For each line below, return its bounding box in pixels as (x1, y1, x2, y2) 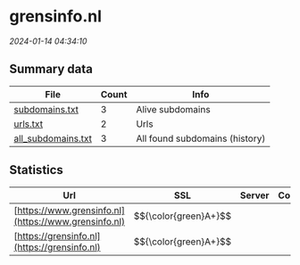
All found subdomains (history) (136, 132, 266, 145)
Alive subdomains (136, 103, 212, 115)
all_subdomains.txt (13, 132, 92, 145)
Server (239, 189, 270, 202)
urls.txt (13, 118, 43, 130)
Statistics (9, 162, 64, 178)
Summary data (9, 62, 94, 77)
